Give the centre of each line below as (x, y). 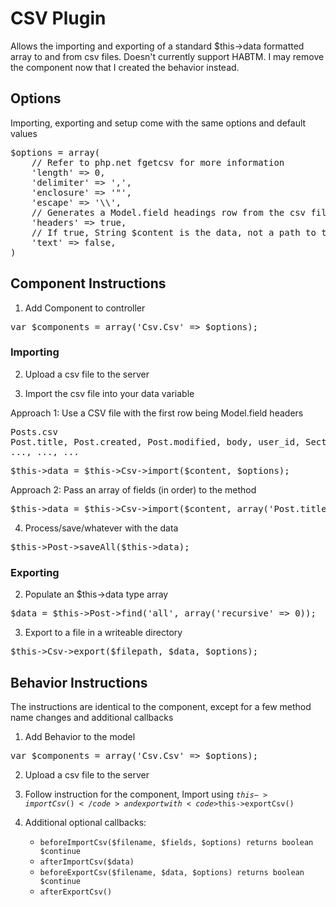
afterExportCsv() (76, 892)
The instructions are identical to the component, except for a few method (161, 706)
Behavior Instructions (79, 682)
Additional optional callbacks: (85, 822)
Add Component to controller (85, 308)
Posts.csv (34, 431)
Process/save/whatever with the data (101, 528)
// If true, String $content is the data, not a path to (174, 232)
